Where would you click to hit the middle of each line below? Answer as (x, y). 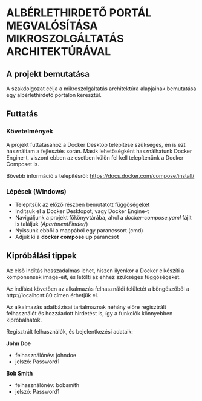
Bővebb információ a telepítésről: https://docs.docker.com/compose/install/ (100, 175)
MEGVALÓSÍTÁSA (52, 26)
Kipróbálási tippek (41, 256)
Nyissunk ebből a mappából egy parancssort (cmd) (79, 230)
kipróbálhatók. (24, 320)
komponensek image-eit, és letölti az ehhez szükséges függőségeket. (94, 277)
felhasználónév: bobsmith (47, 385)
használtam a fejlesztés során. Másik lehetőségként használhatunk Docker (99, 151)
